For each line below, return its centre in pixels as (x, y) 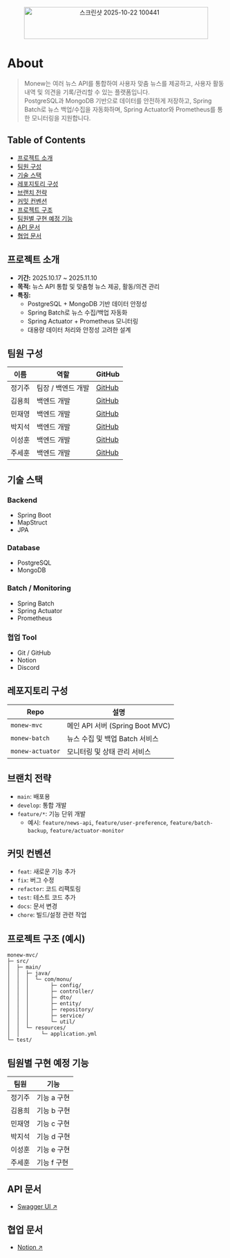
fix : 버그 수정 (36, 880)
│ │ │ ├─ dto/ (40, 998)
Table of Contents (47, 140)
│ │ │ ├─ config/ (44, 986)
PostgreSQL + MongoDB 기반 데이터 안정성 (87, 303)
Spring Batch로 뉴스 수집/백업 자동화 (77, 312)
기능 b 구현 (54, 1110)
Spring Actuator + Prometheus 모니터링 (83, 321)
